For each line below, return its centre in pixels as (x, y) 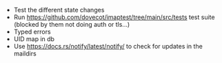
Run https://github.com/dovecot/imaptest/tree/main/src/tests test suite (114, 17)
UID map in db (34, 39)
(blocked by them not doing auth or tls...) (72, 24)
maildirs (25, 53)
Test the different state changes (59, 10)
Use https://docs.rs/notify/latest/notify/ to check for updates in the (108, 46)
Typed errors (32, 32)
